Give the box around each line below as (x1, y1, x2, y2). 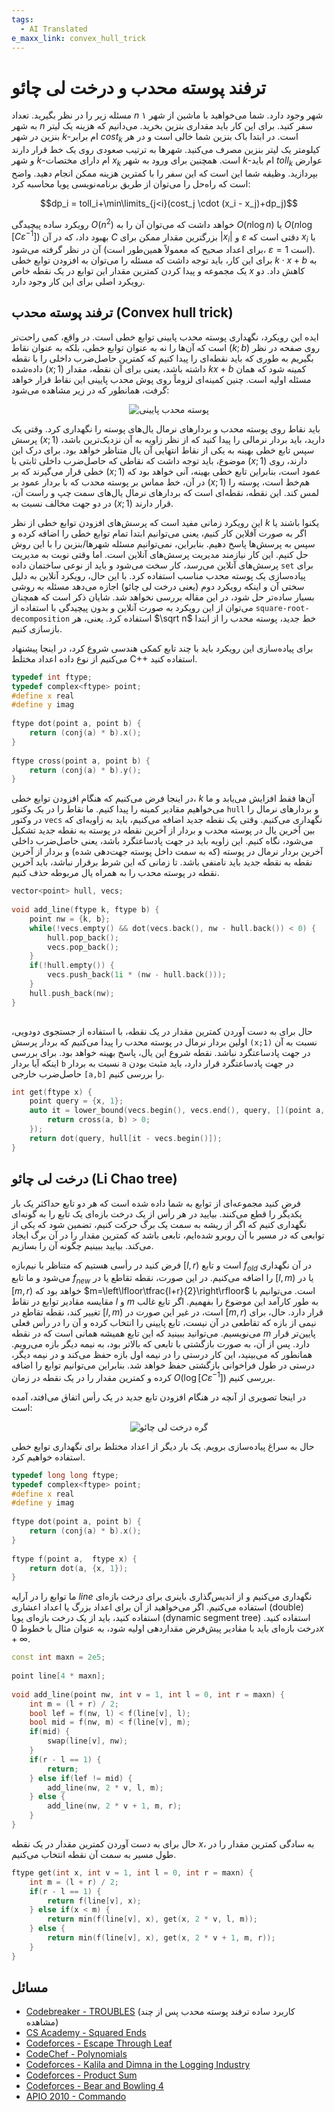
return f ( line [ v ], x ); (47, 1896, 142, 1906)
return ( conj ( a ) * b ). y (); (29, 765, 142, 775)
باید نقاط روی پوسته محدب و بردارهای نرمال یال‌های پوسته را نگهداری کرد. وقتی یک (11, 422, 321, 435)
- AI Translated (20, 24, 88, 34)
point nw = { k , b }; (29, 914, 111, 924)
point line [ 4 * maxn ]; (11, 1671, 106, 1681)
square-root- (255, 603, 310, 613)
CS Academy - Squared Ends (25, 2027, 147, 2039)
